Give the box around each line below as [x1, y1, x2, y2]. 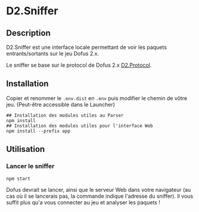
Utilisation [6, 144, 45, 154]
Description [6, 28, 51, 38]
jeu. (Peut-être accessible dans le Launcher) [6, 101, 115, 108]
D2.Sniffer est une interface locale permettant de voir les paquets [6, 43, 167, 51]
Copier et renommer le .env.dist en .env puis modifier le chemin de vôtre [6, 94, 188, 102]
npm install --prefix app [6, 128, 70, 134]
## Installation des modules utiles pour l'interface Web [6, 123, 153, 129]
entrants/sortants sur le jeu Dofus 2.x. [6, 50, 99, 57]
